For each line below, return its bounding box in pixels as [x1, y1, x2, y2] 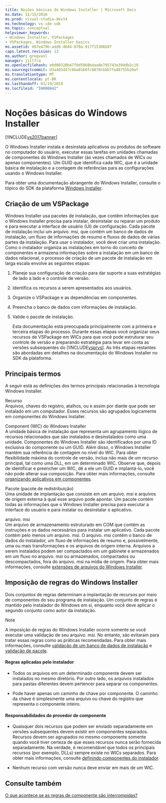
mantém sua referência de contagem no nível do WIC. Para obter [5, 449, 138, 455]
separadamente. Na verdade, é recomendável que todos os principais [12, 744, 155, 751]
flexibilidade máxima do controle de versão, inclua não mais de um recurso [5, 455, 159, 461]
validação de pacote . [5, 647, 48, 654]
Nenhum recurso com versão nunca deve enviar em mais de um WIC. [12, 765, 155, 771]
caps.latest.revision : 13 [5, 49, 58, 54]
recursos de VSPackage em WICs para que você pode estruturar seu [12, 334, 154, 340]
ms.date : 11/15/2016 [5, 12, 48, 17]
